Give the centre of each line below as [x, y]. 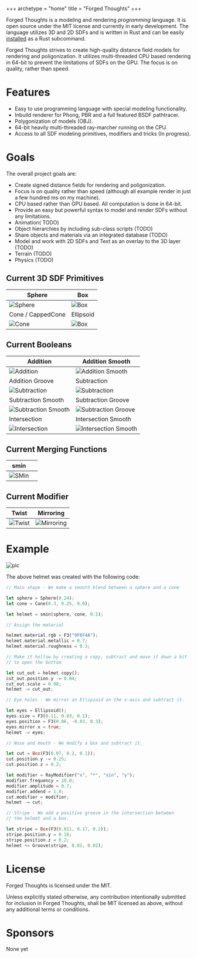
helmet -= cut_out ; [30, 690]
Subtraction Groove [102, 400]
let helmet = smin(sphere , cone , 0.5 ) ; [55, 614]
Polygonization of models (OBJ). [54, 121]
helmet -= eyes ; [26, 732]
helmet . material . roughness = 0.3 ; [48, 646]
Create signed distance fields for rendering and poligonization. [90, 185]
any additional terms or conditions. [48, 909]
